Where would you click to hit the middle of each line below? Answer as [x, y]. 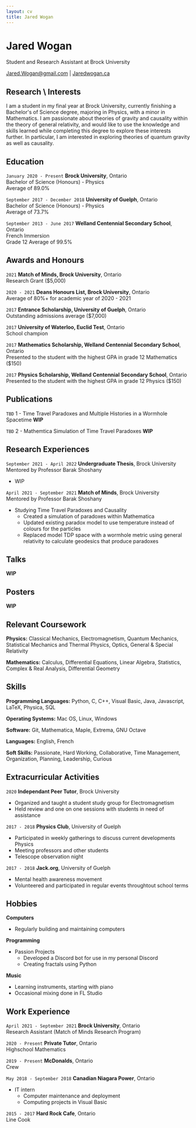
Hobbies [22, 904]
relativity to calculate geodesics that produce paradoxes [91, 541]
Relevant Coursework [46, 624]
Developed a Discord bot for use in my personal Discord [91, 958]
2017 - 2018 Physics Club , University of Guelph [64, 827]
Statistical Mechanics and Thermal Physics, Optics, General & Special [90, 644]
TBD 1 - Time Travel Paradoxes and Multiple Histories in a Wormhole [87, 413]
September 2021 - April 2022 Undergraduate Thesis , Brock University [91, 464]
